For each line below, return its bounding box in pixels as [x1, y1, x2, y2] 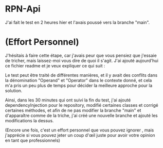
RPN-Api [5, 3, 41, 15]
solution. [5, 87, 23, 93]
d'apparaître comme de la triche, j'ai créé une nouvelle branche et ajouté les [5, 113, 158, 118]
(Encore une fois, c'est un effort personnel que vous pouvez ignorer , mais [5, 127, 154, 133]
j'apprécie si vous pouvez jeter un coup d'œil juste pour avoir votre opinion [5, 132, 156, 138]
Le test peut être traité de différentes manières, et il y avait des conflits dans [5, 72, 158, 78]
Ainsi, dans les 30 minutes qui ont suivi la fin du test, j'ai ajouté [5, 97, 131, 103]
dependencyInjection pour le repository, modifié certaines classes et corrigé [5, 102, 159, 108]
